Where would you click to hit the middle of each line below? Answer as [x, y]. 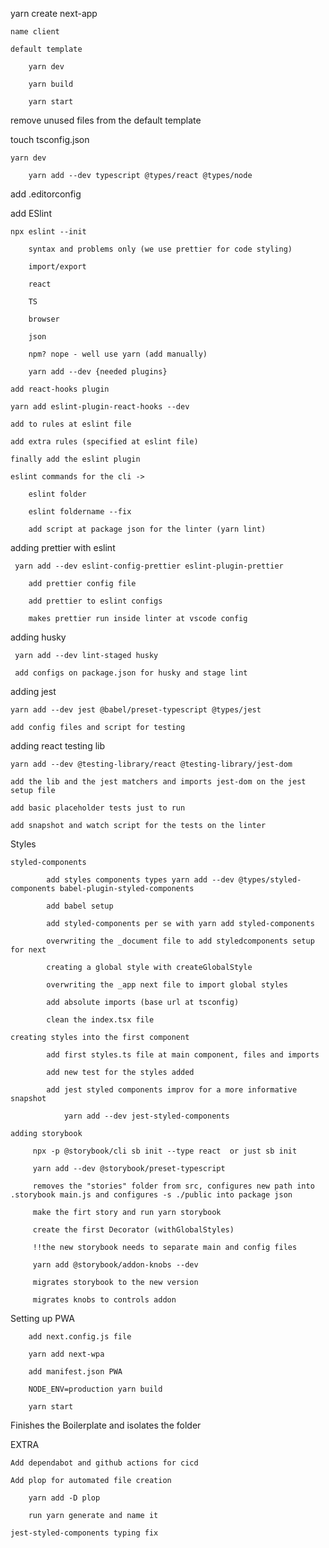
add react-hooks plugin [60, 389]
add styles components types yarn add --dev [140, 880]
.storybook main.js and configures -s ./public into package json [151, 1195]
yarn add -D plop [64, 1498]
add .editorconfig [46, 194]
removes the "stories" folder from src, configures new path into [173, 1186]
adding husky [38, 637]
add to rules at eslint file [71, 424]
